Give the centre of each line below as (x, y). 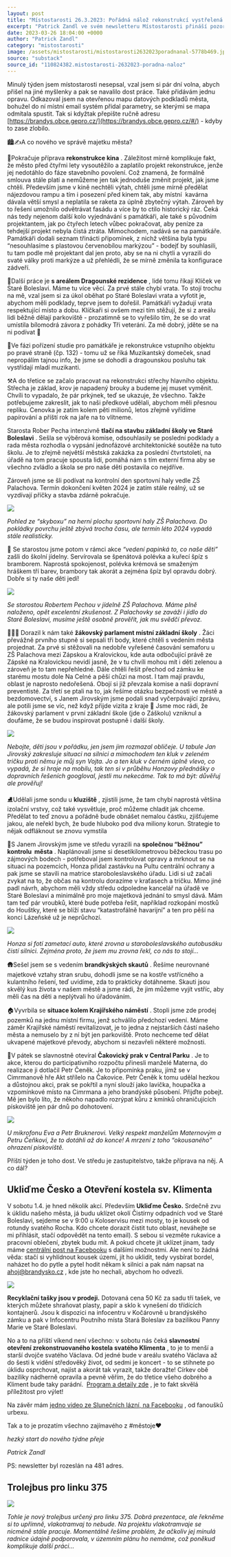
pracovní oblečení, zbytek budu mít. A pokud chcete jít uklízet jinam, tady (111, 1243)
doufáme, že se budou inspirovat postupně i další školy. (86, 720)
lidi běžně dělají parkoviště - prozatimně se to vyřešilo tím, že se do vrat (109, 317)
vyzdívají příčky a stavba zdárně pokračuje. (69, 495)
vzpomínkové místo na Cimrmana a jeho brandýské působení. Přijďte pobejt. (115, 1092)
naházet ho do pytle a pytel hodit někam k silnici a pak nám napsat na (106, 1265)
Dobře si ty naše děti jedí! (43, 578)
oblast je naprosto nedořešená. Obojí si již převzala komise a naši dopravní (113, 684)
